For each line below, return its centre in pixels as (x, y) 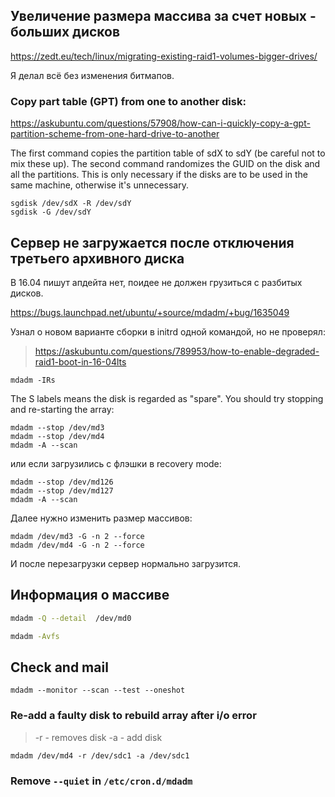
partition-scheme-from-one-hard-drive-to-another (115, 134)
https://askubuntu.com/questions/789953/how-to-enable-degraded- (177, 351)
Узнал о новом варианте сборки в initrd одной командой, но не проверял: (168, 331)
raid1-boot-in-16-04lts (80, 361)
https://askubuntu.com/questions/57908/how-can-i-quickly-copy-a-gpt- (160, 123)
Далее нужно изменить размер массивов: (101, 518)
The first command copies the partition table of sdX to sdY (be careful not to (168, 153)
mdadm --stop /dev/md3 (57, 427)
